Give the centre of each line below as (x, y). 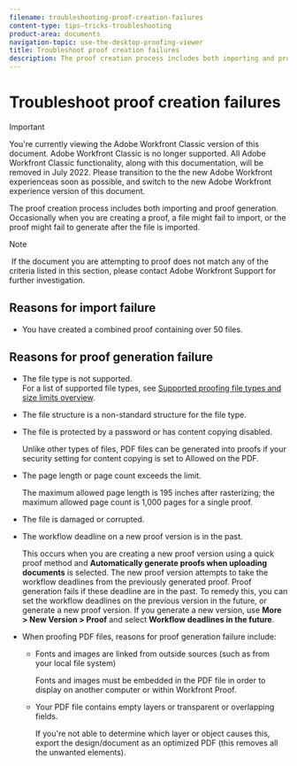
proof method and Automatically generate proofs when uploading (145, 562)
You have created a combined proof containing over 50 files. (132, 329)
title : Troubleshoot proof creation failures (94, 50)
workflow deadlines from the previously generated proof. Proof (137, 582)
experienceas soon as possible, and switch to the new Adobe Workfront (141, 182)
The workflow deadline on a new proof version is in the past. (132, 536)
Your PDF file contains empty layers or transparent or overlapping (155, 707)
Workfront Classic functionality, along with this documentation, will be (136, 162)
